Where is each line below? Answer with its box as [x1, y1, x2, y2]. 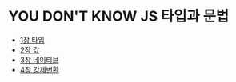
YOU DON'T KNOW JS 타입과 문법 [8, 7, 230, 25]
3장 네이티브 [19, 55, 59, 64]
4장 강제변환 [19, 64, 60, 74]
